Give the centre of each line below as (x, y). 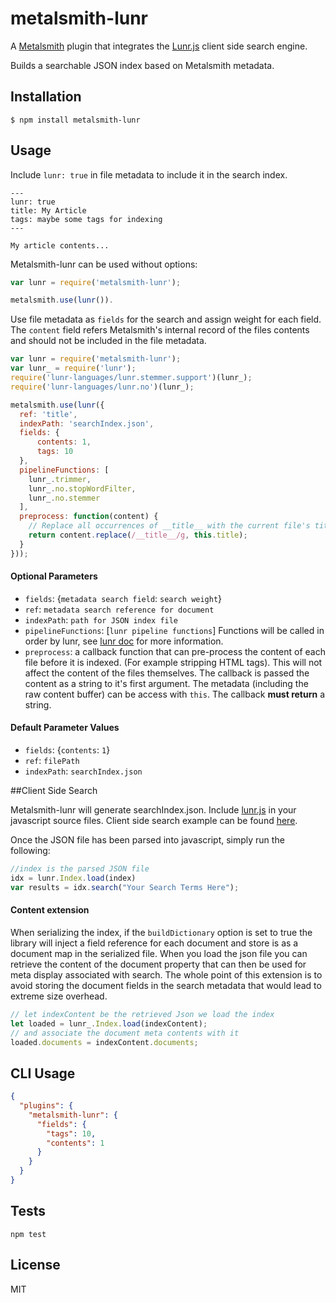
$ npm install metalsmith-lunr (75, 120)
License (35, 1265)
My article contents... (60, 245)
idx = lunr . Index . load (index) (73, 878)
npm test (28, 1234)
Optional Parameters (54, 576)
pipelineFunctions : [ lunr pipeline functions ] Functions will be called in (174, 630)
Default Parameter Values (65, 728)
